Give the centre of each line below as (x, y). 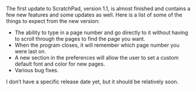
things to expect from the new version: (53, 21)
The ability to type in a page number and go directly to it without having (101, 32)
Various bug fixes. (36, 70)
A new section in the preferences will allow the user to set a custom (97, 58)
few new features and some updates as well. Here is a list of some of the (94, 15)
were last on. (30, 51)
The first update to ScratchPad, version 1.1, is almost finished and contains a (98, 9)
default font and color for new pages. (60, 64)
